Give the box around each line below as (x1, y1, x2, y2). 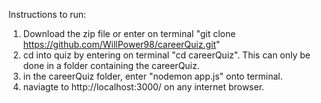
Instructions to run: (8, 9, 87, 20)
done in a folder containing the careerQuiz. (22, 60, 200, 71)
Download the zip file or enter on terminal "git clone (22, 28, 236, 39)
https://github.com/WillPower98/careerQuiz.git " (22, 39, 221, 50)
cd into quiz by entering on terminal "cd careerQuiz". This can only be (22, 49, 311, 61)
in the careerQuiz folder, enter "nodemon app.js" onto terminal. (22, 70, 283, 82)
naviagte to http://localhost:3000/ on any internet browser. (22, 81, 265, 93)
